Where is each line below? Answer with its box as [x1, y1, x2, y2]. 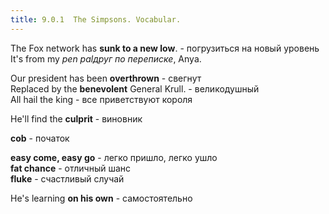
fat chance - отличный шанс [10, 162, 132, 174]
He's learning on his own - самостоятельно [10, 192, 193, 204]
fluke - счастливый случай [10, 172, 125, 185]
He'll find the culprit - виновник [10, 112, 143, 125]
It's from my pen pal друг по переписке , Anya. [10, 52, 202, 65]
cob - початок [10, 132, 70, 144]
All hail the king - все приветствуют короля [10, 93, 193, 105]
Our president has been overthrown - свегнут [10, 72, 202, 84]
